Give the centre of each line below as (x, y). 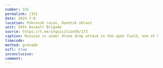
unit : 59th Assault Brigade (33, 27)
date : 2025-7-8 (20, 18)
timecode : (15, 41)
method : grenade (21, 45)
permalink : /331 (21, 14)
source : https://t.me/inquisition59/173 (47, 32)
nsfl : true (16, 49)
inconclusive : (19, 54)
